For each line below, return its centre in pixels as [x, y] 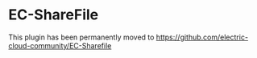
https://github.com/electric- [202, 37]
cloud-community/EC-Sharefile [60, 45]
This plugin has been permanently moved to [81, 37]
